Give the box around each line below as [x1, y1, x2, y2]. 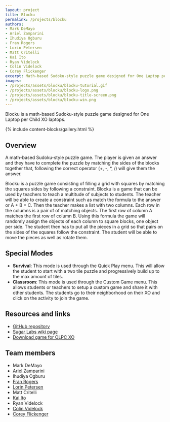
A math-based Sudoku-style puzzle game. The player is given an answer [5, 154, 157, 160]
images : [5, 78, 22, 83]
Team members [5, 349, 56, 358]
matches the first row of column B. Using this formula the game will [5, 213, 146, 219]
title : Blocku [5, 12, 35, 17]
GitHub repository [12, 323, 50, 329]
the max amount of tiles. [12, 273, 63, 279]
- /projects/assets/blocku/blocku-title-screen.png [5, 92, 116, 98]
